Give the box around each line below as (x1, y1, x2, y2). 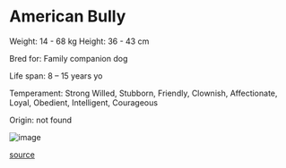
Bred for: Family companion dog (9, 53, 128, 63)
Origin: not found (9, 114, 73, 125)
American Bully (9, 6, 126, 27)
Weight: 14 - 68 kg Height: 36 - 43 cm (9, 36, 150, 46)
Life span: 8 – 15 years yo (9, 70, 103, 81)
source (9, 149, 36, 160)
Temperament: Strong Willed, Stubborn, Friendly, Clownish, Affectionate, (9, 88, 278, 98)
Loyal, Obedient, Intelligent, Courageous (9, 97, 159, 108)
